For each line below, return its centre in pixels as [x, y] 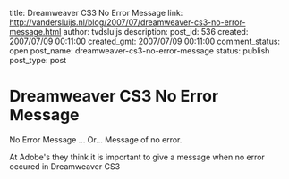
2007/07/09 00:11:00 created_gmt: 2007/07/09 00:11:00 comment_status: [144, 41]
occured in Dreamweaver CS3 [65, 166]
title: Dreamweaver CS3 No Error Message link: [96, 13]
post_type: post [38, 60]
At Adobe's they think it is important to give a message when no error [137, 157]
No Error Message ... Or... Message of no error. [96, 139]
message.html [35, 32]
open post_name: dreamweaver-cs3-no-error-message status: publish [140, 51]
